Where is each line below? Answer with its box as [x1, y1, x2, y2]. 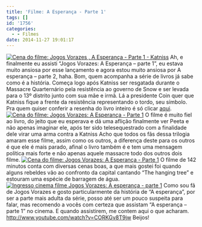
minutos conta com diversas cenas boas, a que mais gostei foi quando [6, 162, 181, 170]
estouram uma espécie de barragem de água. [6, 176, 120, 182]
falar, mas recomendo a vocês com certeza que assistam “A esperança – [6, 201, 187, 208]
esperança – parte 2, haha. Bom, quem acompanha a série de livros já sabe [6, 73, 194, 80]
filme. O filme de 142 [6, 156, 197, 163]
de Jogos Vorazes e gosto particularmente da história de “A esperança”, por [6, 188, 195, 195]
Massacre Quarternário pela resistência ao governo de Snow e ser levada [6, 86, 189, 92]
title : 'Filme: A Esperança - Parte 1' [6, 8, 107, 15]
